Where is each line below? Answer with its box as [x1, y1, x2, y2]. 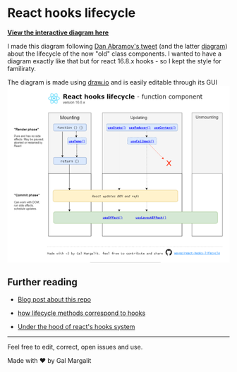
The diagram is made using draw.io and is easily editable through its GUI [7, 77, 217, 86]
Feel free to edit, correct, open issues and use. [7, 342, 143, 351]
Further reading [7, 276, 78, 288]
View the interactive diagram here [7, 28, 109, 37]
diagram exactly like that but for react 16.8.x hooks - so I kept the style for [7, 56, 222, 65]
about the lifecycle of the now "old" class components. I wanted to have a [7, 49, 222, 58]
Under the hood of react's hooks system [17, 322, 135, 330]
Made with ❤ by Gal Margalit [7, 356, 92, 364]
